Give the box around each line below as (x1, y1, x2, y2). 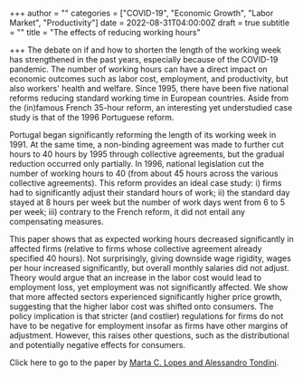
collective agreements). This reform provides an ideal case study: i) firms (9, 178, 282, 188)
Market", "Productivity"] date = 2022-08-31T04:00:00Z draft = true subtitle (9, 17, 290, 28)
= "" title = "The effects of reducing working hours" (9, 27, 201, 37)
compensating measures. (9, 217, 104, 227)
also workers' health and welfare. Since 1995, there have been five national (9, 83, 289, 93)
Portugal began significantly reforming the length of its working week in (9, 130, 277, 140)
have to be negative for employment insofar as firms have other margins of (9, 321, 289, 331)
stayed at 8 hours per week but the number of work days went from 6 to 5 (9, 197, 285, 208)
